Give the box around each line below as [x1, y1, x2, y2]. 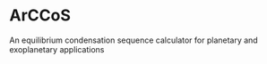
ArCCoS [9, 5, 72, 26]
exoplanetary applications [9, 44, 105, 54]
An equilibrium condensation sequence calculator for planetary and [9, 35, 258, 45]
